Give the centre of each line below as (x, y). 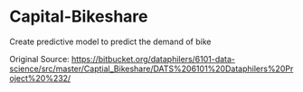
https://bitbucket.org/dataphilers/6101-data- (153, 59)
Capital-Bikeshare (79, 17)
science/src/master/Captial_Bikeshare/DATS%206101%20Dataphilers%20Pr (151, 69)
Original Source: (39, 59)
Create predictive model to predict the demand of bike (110, 41)
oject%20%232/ (40, 78)
